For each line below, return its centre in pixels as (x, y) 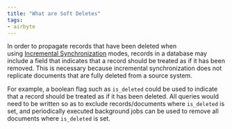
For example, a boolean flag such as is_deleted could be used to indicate (113, 89)
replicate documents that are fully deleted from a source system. (100, 76)
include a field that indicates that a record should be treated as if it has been (116, 61)
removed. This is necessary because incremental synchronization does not (115, 68)
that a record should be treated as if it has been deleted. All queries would (113, 96)
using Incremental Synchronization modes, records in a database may (107, 53)
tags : (15, 20)
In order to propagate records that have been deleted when (92, 46)
